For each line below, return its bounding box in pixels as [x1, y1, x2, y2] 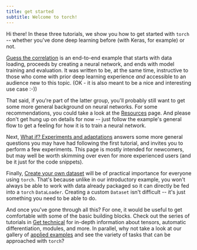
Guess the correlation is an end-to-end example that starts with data [6, 54, 172, 61]
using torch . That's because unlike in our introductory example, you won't [6, 176, 185, 183]
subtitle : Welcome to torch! [6, 14, 78, 20]
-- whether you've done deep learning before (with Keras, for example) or [6, 36, 185, 44]
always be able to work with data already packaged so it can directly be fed [6, 182, 189, 189]
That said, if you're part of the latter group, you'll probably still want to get [6, 96, 185, 104]
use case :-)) [6, 85, 37, 92]
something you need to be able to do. [6, 195, 97, 202]
